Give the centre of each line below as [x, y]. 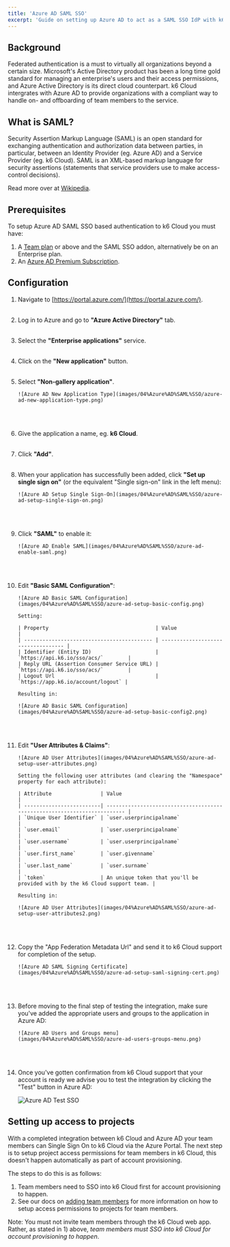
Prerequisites [37, 210]
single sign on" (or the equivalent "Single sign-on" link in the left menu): [119, 482]
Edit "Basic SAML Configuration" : [66, 585]
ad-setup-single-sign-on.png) [61, 500]
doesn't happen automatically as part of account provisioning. [95, 1160]
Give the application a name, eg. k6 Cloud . [78, 433]
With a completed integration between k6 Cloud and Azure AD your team [111, 1138]
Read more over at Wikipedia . [49, 188]
